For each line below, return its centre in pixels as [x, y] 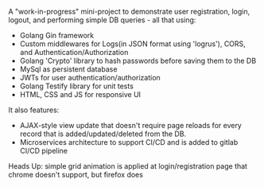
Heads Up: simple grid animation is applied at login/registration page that [128, 166]
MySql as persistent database [68, 69]
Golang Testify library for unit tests [76, 86]
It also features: [34, 110]
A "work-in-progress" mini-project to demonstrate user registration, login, [129, 12]
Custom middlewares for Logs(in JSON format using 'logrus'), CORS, [133, 44]
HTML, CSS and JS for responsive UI [80, 94]
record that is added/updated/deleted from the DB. [103, 134]
